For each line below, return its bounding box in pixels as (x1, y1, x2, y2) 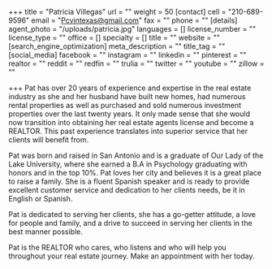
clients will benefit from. (8, 135, 89, 145)
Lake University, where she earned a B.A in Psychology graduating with (8, 159, 248, 169)
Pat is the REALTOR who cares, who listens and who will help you (8, 243, 227, 252)
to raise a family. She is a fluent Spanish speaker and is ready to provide (8, 176, 250, 186)
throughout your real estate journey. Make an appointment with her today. (8, 251, 255, 261)
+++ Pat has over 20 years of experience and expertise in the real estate (8, 83, 252, 93)
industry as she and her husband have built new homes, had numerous (8, 92, 246, 101)
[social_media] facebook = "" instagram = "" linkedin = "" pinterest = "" (8, 50, 247, 59)
